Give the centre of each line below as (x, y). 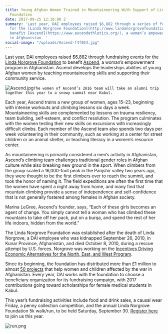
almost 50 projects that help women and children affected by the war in (79, 269)
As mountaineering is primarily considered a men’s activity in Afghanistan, (81, 154)
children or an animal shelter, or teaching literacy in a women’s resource (79, 139)
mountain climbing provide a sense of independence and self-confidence (81, 192)
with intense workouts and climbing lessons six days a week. (68, 107)
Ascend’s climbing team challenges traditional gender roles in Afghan (76, 160)
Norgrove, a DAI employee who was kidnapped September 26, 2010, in (78, 238)
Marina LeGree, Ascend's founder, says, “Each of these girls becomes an (80, 207)
